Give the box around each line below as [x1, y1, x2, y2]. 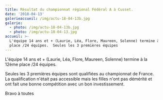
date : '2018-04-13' [5, 12, 45, 16]
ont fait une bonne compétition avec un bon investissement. [5, 81, 125, 87]
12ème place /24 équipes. [5, 61, 57, 67]
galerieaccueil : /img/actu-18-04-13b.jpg [5, 16, 90, 21]
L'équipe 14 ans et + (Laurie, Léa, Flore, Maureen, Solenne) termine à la [5, 56, 148, 62]
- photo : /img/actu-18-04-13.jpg [9, 29, 77, 34]
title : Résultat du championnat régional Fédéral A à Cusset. [5, 7, 133, 12]
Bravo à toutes [5, 90, 34, 96]
